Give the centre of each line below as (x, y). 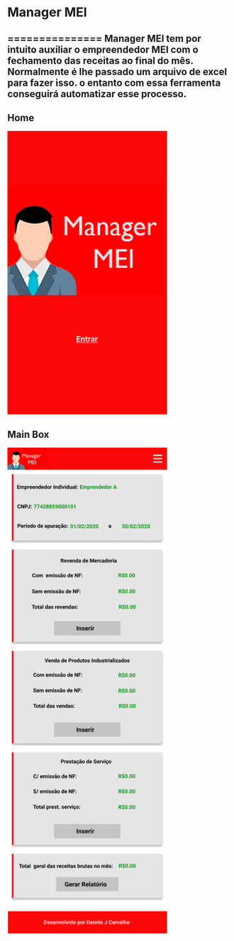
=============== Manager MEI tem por (105, 39)
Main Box (28, 434)
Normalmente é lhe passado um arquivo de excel (117, 72)
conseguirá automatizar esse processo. (97, 94)
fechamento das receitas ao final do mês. (100, 61)
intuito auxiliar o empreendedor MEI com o (103, 49)
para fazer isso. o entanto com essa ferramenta (114, 83)
